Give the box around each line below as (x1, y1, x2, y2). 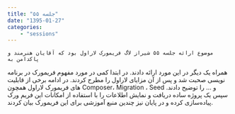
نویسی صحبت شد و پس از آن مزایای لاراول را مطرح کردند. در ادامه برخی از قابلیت (7, 76, 225, 84)
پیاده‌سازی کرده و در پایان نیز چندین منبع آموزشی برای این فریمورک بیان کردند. (7, 98, 214, 107)
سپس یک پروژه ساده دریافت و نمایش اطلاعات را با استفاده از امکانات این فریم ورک (7, 91, 228, 99)
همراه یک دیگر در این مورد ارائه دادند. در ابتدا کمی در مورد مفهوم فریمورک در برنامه (7, 68, 228, 76)
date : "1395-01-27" (7, 17, 65, 24)
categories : (7, 23, 42, 30)
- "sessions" (20, 30, 59, 38)
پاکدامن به (7, 56, 40, 63)
